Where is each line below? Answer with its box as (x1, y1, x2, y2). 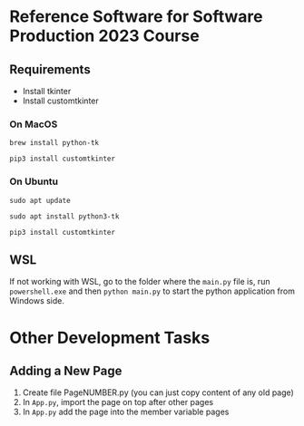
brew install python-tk (9, 139, 100, 148)
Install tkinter (22, 86, 72, 96)
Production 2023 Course (9, 25, 200, 46)
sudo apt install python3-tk (9, 211, 120, 221)
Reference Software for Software (9, 6, 263, 27)
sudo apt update (9, 196, 71, 205)
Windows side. (9, 295, 65, 306)
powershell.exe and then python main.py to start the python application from (9, 286, 295, 296)
